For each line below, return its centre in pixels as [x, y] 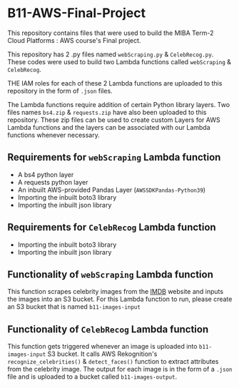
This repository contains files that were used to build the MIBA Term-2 [111, 33]
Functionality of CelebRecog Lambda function [108, 329]
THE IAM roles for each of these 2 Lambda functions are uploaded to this [115, 83]
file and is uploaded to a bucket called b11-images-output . [92, 377]
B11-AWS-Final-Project [77, 13]
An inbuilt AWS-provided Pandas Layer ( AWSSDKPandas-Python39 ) [111, 190]
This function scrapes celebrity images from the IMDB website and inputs [115, 292]
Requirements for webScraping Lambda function [114, 157]
